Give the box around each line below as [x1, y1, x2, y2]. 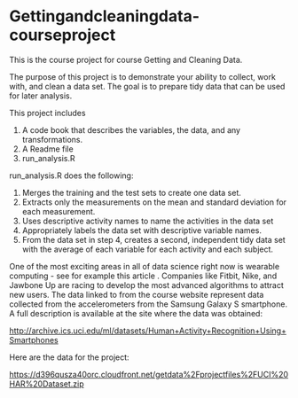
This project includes [9, 107, 86, 118]
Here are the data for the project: [9, 352, 130, 363]
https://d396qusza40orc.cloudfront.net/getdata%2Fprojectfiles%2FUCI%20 [9, 369, 289, 379]
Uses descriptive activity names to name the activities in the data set [21, 215, 274, 226]
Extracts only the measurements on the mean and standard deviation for [21, 197, 286, 207]
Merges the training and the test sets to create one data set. [21, 187, 241, 198]
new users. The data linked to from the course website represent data [9, 289, 264, 300]
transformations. [21, 134, 83, 144]
